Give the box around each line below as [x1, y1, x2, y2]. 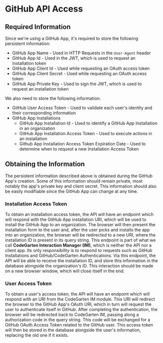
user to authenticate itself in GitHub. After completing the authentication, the [5, 307, 158, 312]
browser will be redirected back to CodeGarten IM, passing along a [5, 312, 139, 318]
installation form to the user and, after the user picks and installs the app [5, 227, 150, 233]
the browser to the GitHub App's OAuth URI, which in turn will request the [5, 301, 152, 307]
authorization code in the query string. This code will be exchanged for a [5, 317, 150, 323]
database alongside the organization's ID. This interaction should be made [5, 263, 154, 269]
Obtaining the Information [5, 160, 85, 168]
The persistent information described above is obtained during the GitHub [5, 173, 153, 179]
